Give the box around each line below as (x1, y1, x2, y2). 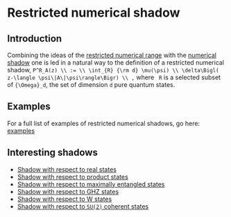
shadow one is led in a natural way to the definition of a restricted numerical (7, 58, 224, 67)
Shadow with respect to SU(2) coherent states (17, 202, 149, 210)
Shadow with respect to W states (17, 195, 112, 203)
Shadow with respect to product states (17, 172, 128, 181)
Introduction (7, 33, 62, 45)
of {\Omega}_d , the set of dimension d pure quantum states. (7, 81, 176, 88)
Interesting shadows (7, 147, 99, 159)
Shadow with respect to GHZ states (17, 187, 119, 195)
